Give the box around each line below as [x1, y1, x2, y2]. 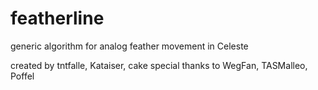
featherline [10, 7, 105, 30]
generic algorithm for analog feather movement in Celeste [10, 40, 249, 52]
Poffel [10, 70, 35, 82]
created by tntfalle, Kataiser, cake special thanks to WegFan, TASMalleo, [10, 59, 308, 71]
